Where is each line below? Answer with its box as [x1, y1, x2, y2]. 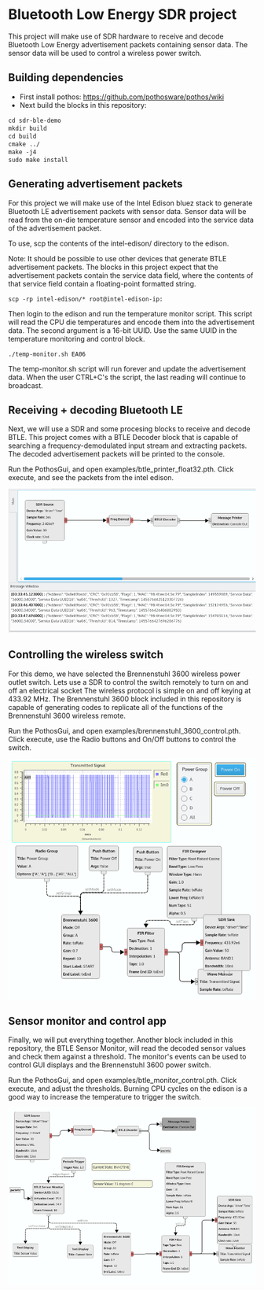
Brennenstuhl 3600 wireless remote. [8, 711, 126, 720]
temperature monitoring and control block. [8, 334, 145, 343]
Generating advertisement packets [8, 177, 183, 190]
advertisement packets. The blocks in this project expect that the [8, 262, 218, 272]
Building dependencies [8, 71, 124, 84]
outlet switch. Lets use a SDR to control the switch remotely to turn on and [8, 677, 249, 686]
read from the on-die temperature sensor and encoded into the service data [8, 215, 254, 224]
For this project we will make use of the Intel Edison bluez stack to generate [8, 198, 253, 208]
